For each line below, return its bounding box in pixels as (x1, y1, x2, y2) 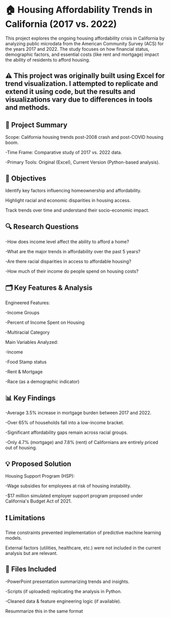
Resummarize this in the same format (5, 608, 83, 614)
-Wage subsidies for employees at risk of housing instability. (5, 483, 131, 489)
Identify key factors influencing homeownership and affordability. (5, 187, 142, 193)
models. (5, 535, 22, 541)
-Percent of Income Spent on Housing (5, 319, 85, 326)
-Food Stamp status (5, 359, 47, 365)
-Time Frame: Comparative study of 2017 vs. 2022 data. (5, 150, 122, 156)
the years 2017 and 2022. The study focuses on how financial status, (5, 46, 150, 52)
